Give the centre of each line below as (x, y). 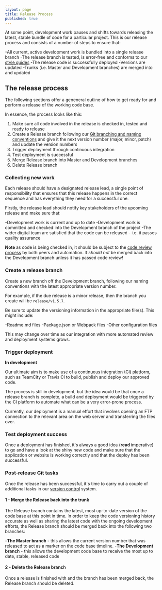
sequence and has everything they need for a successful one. (67, 199)
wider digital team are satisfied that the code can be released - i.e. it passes (81, 233)
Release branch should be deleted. (40, 583)
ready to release (28, 129)
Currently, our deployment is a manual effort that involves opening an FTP (79, 412)
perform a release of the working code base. (50, 105)
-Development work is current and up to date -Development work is (73, 223)
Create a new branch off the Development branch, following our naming (77, 281)
